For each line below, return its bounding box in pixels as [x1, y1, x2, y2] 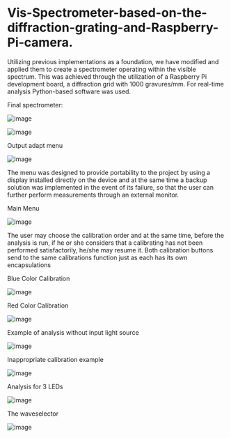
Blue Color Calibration [7, 274, 70, 282]
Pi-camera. [7, 35, 73, 50]
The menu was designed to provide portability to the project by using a [7, 168, 211, 176]
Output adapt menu [7, 141, 63, 149]
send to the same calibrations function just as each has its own [7, 253, 188, 262]
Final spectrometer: [7, 100, 63, 109]
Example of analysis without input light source [7, 328, 139, 336]
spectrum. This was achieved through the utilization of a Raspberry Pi [7, 72, 207, 81]
